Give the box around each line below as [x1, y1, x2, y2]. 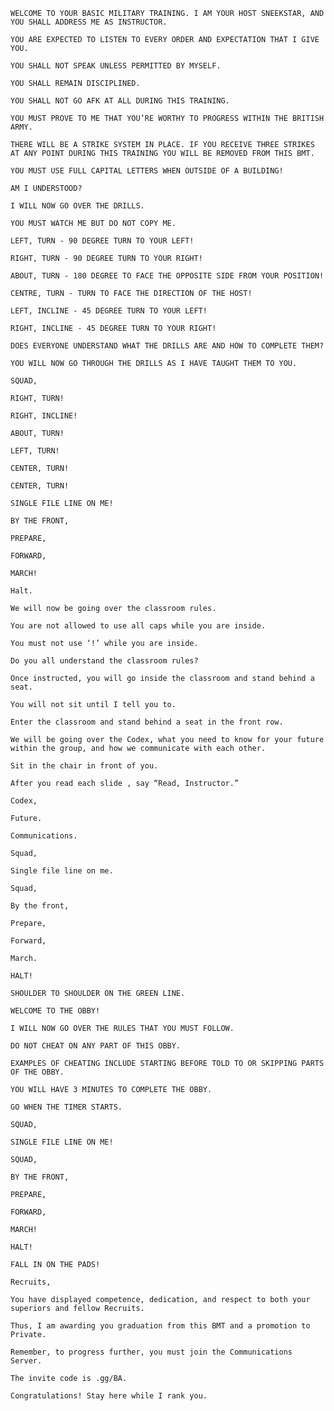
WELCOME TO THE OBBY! [10, 1006, 101, 1016]
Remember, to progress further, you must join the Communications [10, 1347, 293, 1357]
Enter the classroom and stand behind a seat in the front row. [10, 717, 284, 727]
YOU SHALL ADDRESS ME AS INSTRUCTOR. [10, 17, 168, 27]
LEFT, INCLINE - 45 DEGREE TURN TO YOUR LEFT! [10, 306, 208, 316]
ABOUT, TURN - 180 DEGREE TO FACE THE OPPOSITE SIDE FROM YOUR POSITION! [10, 271, 325, 281]
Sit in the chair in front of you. [10, 761, 159, 771]
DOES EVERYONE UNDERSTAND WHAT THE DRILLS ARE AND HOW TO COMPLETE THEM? [10, 341, 325, 351]
